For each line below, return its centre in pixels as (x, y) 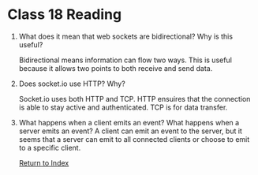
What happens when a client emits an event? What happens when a (129, 122)
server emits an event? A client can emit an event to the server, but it (130, 131)
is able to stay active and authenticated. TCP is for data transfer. (123, 107)
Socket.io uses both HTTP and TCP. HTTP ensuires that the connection (135, 99)
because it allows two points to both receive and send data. (116, 68)
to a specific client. (50, 147)
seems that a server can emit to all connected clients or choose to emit (134, 139)
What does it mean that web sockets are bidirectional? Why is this (126, 36)
